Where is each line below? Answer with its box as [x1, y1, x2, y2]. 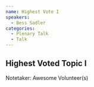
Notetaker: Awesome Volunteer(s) [5, 74, 89, 81]
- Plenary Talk [11, 31, 49, 37]
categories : [5, 25, 35, 32]
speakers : [5, 14, 30, 20]
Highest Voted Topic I [5, 58, 87, 69]
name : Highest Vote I [5, 8, 59, 15]
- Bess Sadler [11, 20, 46, 26]
